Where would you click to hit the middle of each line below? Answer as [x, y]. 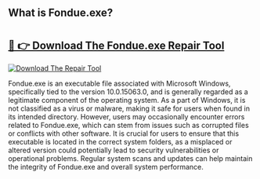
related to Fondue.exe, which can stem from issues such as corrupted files [128, 125]
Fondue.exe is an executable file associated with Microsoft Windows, [119, 83]
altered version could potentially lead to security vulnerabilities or [114, 150]
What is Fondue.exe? [61, 13]
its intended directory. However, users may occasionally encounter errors [126, 117]
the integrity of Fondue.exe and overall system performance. [106, 167]
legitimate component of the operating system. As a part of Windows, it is [127, 100]
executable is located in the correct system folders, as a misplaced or [120, 142]
